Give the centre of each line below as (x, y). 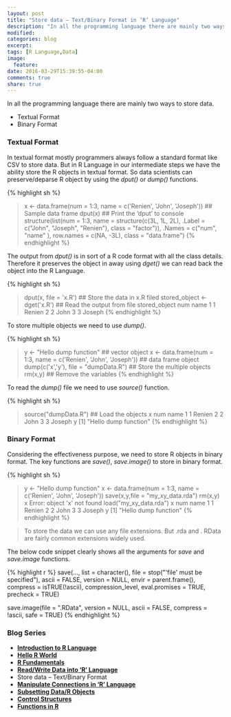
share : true (24, 84)
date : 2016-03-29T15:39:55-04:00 (55, 71)
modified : (21, 33)
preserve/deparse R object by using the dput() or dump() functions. (103, 179)
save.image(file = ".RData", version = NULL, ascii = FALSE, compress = (107, 607)
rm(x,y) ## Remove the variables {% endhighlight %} (99, 374)
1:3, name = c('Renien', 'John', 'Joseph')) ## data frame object (111, 359)
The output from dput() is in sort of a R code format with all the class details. (115, 256)
